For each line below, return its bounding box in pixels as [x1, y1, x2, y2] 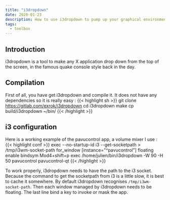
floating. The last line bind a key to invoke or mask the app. [5, 189, 128, 195]
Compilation [5, 78, 45, 87]
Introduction [5, 45, 46, 54]
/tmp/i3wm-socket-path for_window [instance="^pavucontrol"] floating [5, 147, 154, 153]
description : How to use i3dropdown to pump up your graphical [5, 17, 142, 22]
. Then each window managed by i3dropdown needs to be [30, 183, 152, 190]
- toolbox [10, 26, 30, 31]
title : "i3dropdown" [5, 7, 49, 13]
